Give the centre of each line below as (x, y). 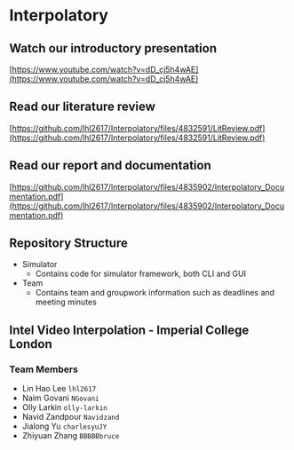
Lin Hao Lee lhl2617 (59, 389)
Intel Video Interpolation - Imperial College (129, 330)
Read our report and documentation (110, 166)
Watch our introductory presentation (113, 48)
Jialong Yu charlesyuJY (64, 426)
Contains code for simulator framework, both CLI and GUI (141, 274)
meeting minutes (66, 302)
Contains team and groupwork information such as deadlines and (155, 293)
